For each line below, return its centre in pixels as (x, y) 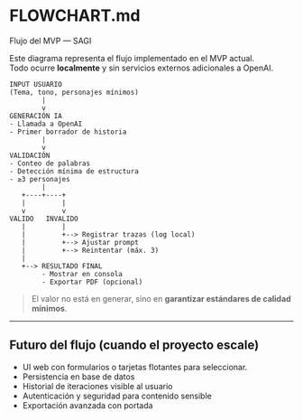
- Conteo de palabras (50, 163)
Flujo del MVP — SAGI (50, 41)
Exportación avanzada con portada (87, 405)
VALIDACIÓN (30, 155)
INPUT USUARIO (36, 84)
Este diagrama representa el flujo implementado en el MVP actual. (132, 58)
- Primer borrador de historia (68, 132)
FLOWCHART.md (75, 16)
